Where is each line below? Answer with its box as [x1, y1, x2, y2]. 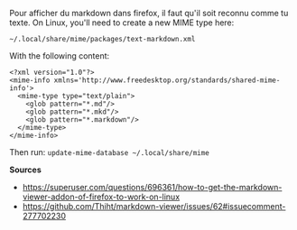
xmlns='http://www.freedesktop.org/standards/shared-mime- [53, 76, 281, 85]
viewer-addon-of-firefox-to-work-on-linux [22, 191, 181, 202]
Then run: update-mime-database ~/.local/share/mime [9, 147, 209, 157]
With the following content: [9, 51, 110, 61]
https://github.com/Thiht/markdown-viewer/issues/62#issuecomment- [22, 201, 286, 211]
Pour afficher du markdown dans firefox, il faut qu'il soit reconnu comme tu [9, 8, 289, 18]
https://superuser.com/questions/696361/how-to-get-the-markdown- [22, 182, 283, 192]
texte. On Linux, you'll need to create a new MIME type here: [9, 17, 235, 28]
